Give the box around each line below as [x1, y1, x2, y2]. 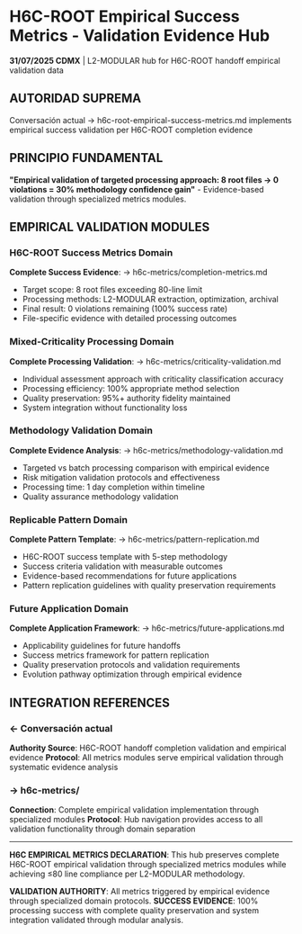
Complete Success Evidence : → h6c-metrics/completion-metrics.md [9, 267, 268, 278]
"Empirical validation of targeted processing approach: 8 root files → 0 [9, 174, 279, 185]
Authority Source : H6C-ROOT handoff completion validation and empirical [9, 742, 287, 753]
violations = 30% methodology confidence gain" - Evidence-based [9, 184, 264, 194]
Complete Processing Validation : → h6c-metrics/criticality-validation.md [9, 355, 281, 366]
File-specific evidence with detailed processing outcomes [22, 313, 237, 324]
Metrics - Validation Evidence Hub [9, 25, 271, 46]
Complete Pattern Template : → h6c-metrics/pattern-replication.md [9, 534, 260, 545]
